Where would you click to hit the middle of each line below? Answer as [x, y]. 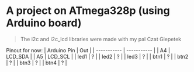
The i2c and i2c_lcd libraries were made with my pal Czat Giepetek [101, 39]
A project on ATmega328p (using [88, 11]
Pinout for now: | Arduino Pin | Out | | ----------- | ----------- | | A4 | [88, 50]
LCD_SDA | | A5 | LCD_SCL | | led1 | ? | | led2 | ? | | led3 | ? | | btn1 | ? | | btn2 [97, 56]
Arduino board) [44, 23]
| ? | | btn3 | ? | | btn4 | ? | [37, 63]
